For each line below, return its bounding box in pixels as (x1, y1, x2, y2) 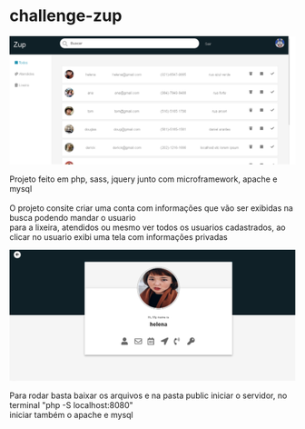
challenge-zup (9, 5, 123, 26)
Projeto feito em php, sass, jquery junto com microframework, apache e (9, 174, 278, 185)
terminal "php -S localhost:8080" (9, 399, 133, 410)
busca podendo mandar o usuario (9, 212, 136, 223)
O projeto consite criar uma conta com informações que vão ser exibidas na (9, 202, 293, 214)
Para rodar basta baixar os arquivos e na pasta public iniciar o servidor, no (9, 390, 288, 401)
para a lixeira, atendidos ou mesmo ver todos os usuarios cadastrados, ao (9, 222, 286, 233)
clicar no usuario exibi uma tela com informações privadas (9, 231, 229, 242)
